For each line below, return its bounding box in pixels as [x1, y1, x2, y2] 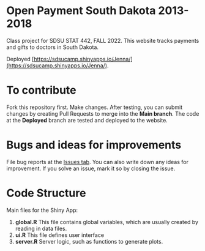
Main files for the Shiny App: [6, 206, 78, 214]
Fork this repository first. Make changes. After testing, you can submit [6, 103, 183, 111]
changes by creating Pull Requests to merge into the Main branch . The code [6, 110, 199, 117]
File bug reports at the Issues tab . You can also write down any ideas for [6, 158, 188, 165]
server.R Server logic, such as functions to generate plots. [15, 238, 163, 245]
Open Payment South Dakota [6, 4, 156, 18]
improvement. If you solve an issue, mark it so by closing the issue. [6, 165, 176, 172]
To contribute [6, 83, 76, 97]
